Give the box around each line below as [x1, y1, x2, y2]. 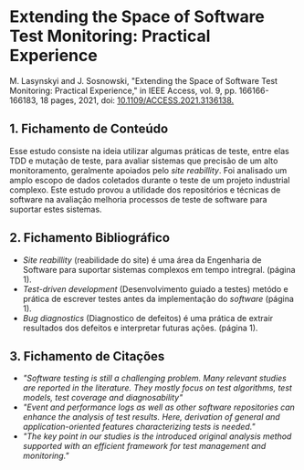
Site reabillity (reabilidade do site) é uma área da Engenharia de [22, 254, 262, 266]
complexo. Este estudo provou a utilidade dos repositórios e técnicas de [9, 184, 281, 195]
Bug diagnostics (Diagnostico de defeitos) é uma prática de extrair [22, 312, 274, 323]
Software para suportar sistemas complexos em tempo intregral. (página [22, 264, 296, 275]
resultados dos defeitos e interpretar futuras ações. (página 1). [22, 322, 258, 333]
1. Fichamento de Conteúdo [9, 121, 169, 137]
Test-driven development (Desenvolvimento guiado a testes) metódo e [22, 283, 289, 294]
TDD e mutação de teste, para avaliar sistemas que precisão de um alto [9, 155, 278, 166]
